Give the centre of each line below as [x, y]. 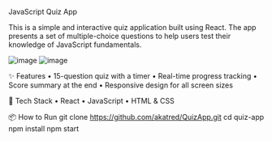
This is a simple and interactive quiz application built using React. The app [132, 27]
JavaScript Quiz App [43, 12]
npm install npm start [44, 128]
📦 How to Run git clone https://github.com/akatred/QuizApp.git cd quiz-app [136, 117]
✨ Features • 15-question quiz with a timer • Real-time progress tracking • [133, 76]
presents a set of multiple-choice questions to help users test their [120, 36]
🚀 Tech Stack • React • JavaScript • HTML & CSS [91, 101]
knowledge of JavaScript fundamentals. [75, 45]
